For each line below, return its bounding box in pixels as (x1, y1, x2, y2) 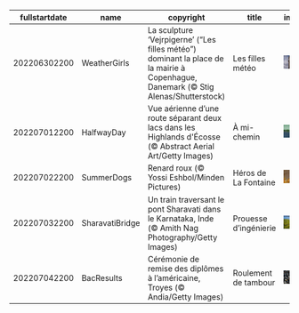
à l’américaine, (147, 272, 201, 283)
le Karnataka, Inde (147, 213, 214, 223)
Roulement (232, 268, 273, 278)
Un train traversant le (147, 194, 225, 205)
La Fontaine (232, 177, 276, 188)
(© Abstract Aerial (147, 141, 215, 151)
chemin (232, 132, 261, 142)
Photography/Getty (147, 232, 218, 243)
